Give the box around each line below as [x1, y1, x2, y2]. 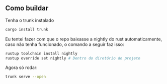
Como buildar [5, 4, 49, 12]
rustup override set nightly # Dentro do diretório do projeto [5, 55, 141, 60]
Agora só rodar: [5, 64, 38, 70]
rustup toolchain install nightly [5, 51, 78, 56]
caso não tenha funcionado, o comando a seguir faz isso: [5, 41, 124, 47]
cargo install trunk [5, 27, 49, 32]
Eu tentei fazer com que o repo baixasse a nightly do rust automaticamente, [5, 36, 162, 42]
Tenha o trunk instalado [5, 17, 54, 23]
